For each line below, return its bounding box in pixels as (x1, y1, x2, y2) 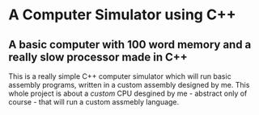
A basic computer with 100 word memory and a (8, 38, 252, 51)
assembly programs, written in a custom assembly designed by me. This (8, 80, 250, 89)
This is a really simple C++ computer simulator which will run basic (8, 72, 232, 81)
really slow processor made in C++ (8, 50, 188, 64)
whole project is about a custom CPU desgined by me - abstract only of (8, 88, 248, 98)
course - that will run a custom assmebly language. (8, 97, 180, 106)
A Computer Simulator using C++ (8, 6, 236, 24)
